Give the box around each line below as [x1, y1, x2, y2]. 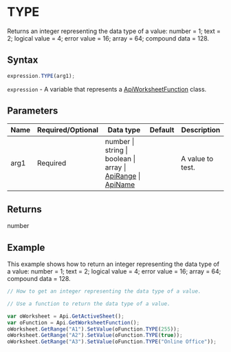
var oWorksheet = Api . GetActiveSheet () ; [7, 313, 125, 320]
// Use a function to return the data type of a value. [7, 300, 170, 307]
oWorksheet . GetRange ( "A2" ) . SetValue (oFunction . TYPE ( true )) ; [7, 332, 184, 339]
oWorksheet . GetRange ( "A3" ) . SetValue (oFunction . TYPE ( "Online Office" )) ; [7, 338, 217, 345]
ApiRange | [104, 172, 141, 181]
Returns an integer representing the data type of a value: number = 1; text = [7, 27, 221, 35]
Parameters [7, 105, 58, 117]
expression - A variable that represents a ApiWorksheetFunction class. [7, 85, 207, 93]
